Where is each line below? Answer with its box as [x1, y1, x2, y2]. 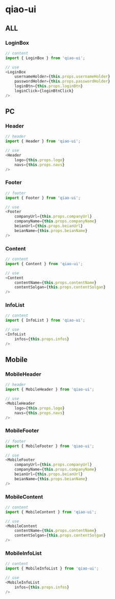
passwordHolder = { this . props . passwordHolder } [14, 79, 110, 84]
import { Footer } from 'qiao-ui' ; [5, 195, 81, 200]
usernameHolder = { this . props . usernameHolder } [14, 74, 110, 80]
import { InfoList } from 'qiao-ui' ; [5, 318, 85, 323]
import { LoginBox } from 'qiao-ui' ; [5, 55, 85, 61]
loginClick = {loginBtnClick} [14, 88, 74, 93]
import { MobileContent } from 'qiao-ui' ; [5, 509, 97, 514]
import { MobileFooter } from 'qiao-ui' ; [5, 444, 95, 449]
